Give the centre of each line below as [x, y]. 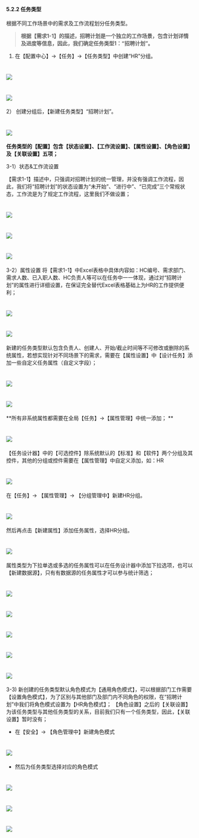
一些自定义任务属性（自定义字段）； [54, 362]
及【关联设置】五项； [32, 154]
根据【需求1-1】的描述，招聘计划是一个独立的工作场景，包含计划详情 [105, 36]
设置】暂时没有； [27, 719]
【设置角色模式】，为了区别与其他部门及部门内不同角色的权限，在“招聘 [92, 697]
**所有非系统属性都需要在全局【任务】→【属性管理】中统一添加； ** [90, 418]
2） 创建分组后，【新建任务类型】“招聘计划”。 [61, 112]
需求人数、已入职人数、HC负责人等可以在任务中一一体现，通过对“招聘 [92, 277]
